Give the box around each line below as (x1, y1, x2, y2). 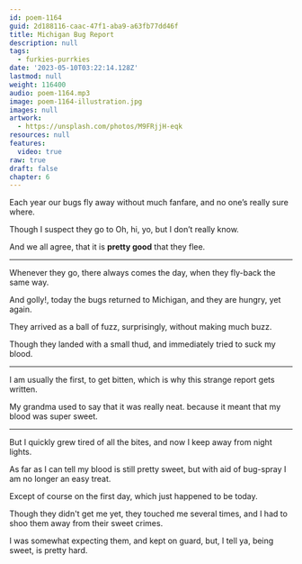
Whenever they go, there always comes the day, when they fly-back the (9, 268, 276, 278)
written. (9, 384, 38, 395)
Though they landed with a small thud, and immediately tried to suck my (9, 339, 276, 350)
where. (9, 206, 36, 217)
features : (9, 139, 47, 148)
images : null (9, 105, 58, 114)
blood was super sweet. (9, 411, 99, 422)
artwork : (9, 114, 42, 123)
